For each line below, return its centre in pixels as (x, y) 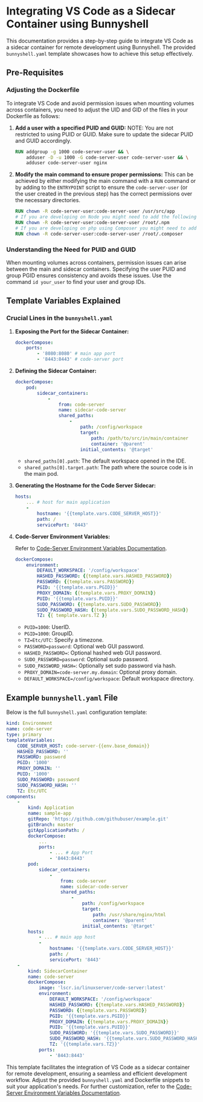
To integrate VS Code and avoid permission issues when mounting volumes (100, 103)
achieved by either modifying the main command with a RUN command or (105, 181)
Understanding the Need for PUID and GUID (71, 249)
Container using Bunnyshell (78, 24)
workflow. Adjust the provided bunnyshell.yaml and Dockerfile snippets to (98, 1080)
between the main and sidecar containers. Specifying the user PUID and (96, 269)
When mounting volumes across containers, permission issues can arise (96, 262)
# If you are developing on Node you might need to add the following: (107, 217)
